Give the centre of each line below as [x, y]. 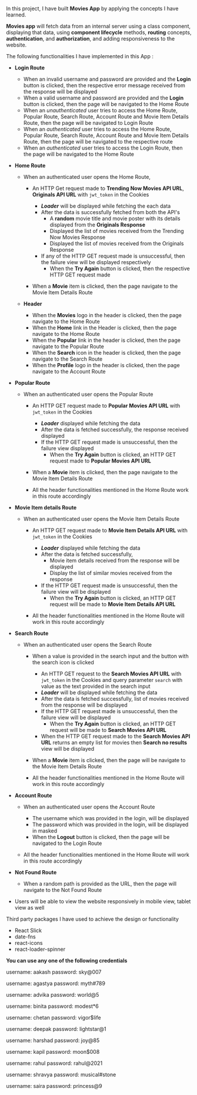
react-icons [29, 943]
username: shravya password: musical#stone [61, 1074]
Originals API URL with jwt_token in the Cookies [91, 194]
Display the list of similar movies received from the [111, 573]
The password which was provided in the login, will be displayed [110, 824]
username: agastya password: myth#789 [56, 983]
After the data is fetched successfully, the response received [115, 430]
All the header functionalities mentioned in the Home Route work [111, 490]
